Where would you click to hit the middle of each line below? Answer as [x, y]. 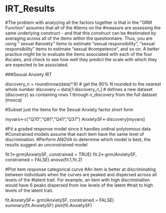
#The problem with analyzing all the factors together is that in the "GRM [79, 22]
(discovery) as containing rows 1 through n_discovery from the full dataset [81, 95]
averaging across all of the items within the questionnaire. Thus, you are [79, 38]
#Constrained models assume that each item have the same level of [75, 134]
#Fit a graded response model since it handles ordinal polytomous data [78, 129]
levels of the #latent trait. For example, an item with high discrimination [78, 180]
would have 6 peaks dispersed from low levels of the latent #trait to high [79, 185]
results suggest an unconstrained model [46, 144]
